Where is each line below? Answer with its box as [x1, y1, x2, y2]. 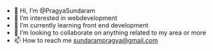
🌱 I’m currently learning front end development [13, 21, 149, 29]
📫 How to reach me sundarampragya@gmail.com [13, 37, 159, 44]
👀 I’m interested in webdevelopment [13, 14, 117, 22]
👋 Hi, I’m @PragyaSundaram [13, 7, 96, 14]
